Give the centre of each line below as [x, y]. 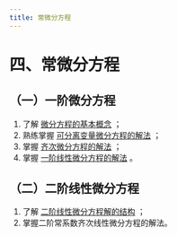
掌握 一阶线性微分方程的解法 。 [80, 157]
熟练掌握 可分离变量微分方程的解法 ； [92, 135]
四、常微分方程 [65, 65]
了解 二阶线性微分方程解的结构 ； [84, 212]
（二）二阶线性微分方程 [74, 189]
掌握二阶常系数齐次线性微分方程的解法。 [97, 223]
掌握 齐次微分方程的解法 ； [72, 146]
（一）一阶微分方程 [62, 101]
